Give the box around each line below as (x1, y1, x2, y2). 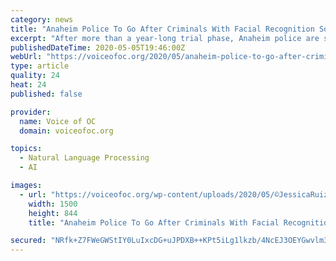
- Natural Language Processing (19, 153, 150, 163)
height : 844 (28, 208, 78, 218)
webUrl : (10, 52, 43, 62)
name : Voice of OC (19, 116, 97, 126)
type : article (10, 61, 70, 71)
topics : (10, 144, 43, 154)
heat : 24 (10, 80, 47, 90)
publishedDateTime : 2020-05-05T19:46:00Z (10, 42, 186, 53)
